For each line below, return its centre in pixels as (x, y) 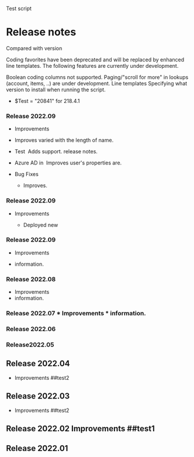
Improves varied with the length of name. (64, 140)
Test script (19, 8)
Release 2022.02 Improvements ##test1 (80, 429)
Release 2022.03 (38, 396)
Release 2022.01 (37, 449)
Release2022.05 (30, 345)
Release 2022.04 (38, 364)
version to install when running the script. (56, 90)
